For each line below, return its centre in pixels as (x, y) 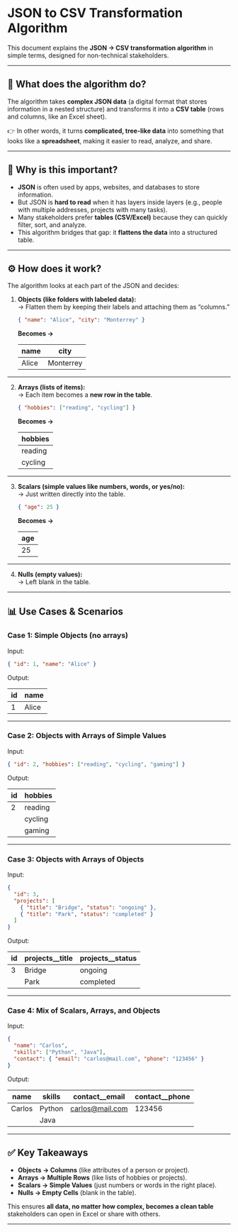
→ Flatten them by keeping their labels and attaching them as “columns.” (124, 307)
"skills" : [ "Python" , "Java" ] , (60, 1052)
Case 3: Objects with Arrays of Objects (76, 859)
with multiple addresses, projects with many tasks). (92, 209)
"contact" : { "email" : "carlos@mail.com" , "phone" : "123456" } (109, 1059)
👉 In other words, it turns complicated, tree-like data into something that (116, 131)
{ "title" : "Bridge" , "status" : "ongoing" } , (89, 907)
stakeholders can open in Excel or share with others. (84, 1214)
